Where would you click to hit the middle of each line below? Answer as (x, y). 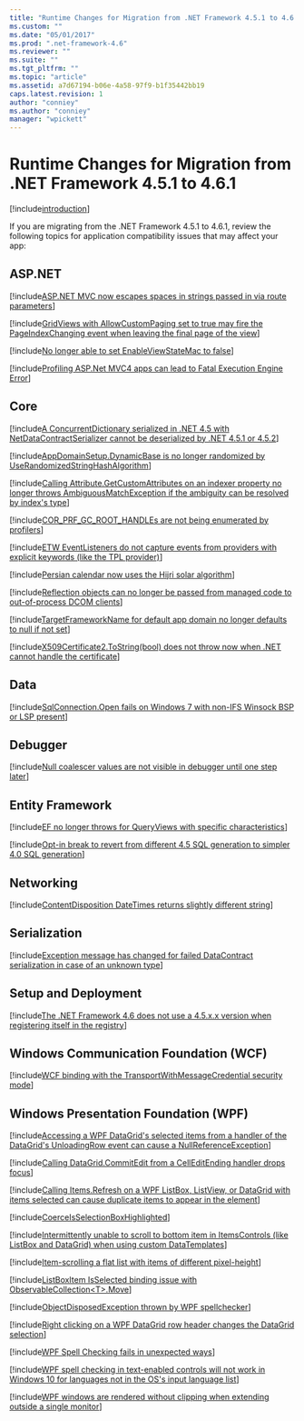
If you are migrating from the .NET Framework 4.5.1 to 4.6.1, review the (140, 226)
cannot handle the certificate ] (65, 656)
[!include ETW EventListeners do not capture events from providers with (143, 547)
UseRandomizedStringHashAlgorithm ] (81, 465)
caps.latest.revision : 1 (56, 94)
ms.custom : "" (36, 26)
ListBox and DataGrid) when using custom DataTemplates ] (118, 1245)
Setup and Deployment (76, 993)
